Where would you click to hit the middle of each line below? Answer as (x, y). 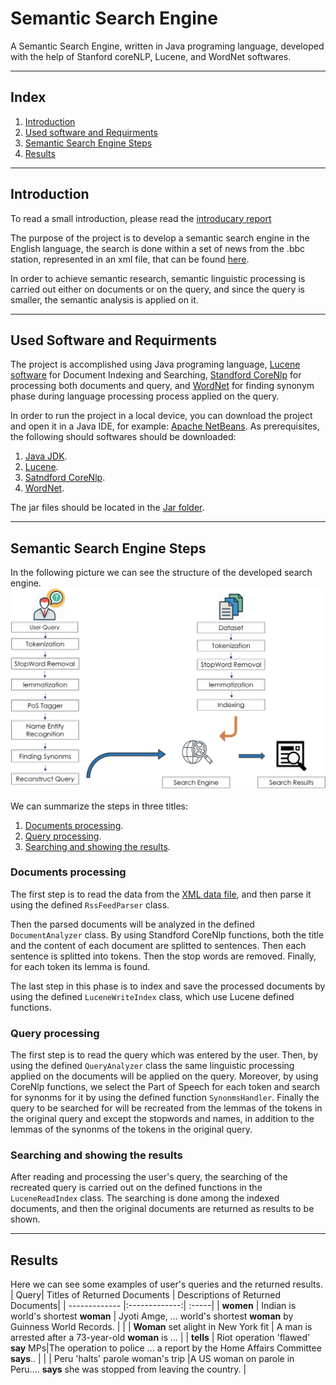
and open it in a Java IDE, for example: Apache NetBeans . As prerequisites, (165, 426)
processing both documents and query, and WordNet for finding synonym (162, 386)
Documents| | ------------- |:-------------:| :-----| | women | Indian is (153, 1306)
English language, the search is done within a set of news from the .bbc (158, 248)
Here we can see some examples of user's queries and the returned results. (166, 1284)
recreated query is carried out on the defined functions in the (136, 1188)
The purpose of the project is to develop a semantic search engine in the (160, 238)
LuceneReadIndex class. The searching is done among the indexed (145, 1198)
